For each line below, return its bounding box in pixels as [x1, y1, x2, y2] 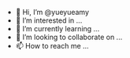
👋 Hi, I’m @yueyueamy [15, 8, 89, 16]
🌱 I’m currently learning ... [15, 24, 100, 33]
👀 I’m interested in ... [15, 16, 83, 25]
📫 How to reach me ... [15, 42, 89, 50]
